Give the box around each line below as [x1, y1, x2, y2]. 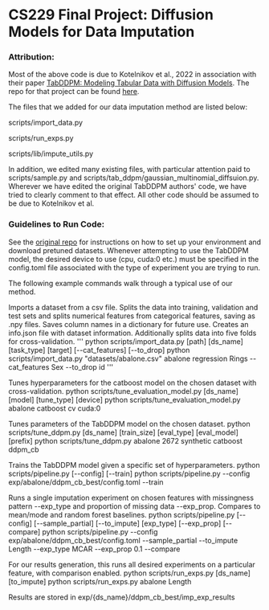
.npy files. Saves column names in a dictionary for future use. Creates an [8, 319, 249, 329]
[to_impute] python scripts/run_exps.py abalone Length [8, 576, 192, 586]
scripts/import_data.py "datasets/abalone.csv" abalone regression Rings [8, 354, 248, 363]
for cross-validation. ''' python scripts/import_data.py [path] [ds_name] [8, 336, 243, 346]
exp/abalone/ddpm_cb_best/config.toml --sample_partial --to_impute [8, 535, 238, 545]
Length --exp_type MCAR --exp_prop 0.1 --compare [8, 544, 181, 554]
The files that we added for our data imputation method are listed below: [8, 102, 248, 112]
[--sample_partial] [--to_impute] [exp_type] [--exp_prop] [33, 518, 222, 528]
